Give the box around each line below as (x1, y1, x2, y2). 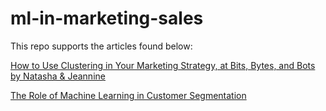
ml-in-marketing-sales (10, 7, 204, 30)
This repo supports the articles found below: (10, 40, 193, 52)
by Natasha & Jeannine (10, 70, 106, 82)
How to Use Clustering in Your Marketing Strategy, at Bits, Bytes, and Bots (10, 59, 316, 71)
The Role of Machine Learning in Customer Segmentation (10, 89, 247, 101)
